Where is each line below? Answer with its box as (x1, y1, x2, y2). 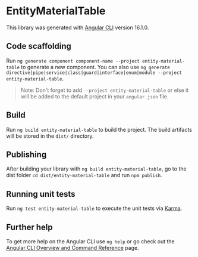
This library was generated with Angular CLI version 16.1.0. (6, 24, 149, 31)
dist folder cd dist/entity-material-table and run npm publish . (6, 172, 162, 179)
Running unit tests (6, 189, 76, 199)
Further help (6, 222, 54, 232)
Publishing (6, 149, 47, 159)
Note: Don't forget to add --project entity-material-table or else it (20, 86, 189, 94)
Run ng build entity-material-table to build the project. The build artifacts (6, 126, 192, 133)
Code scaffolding (6, 41, 71, 51)
